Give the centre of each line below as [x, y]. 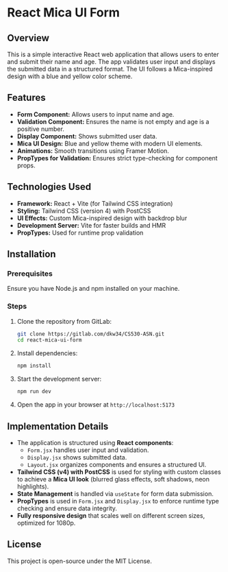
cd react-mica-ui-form [49, 340]
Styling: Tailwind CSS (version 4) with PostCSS [84, 211]
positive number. [41, 129]
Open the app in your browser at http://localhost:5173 [96, 405]
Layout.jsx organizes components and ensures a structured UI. [117, 464]
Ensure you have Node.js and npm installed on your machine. [93, 289]
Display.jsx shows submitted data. [77, 457]
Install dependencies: [47, 353]
